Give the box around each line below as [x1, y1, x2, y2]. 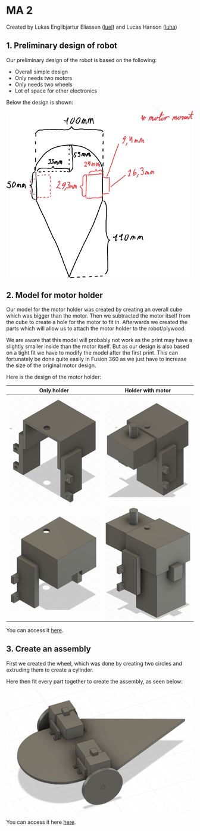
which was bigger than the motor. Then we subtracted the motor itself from [6, 312, 190, 319]
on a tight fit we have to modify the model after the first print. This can [6, 349, 179, 356]
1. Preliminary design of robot [6, 41, 117, 51]
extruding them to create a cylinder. [6, 666, 94, 673]
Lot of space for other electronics [14, 87, 97, 94]
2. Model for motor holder [6, 290, 103, 300]
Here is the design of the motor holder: [6, 374, 101, 381]
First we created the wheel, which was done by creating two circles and [6, 660, 183, 667]
